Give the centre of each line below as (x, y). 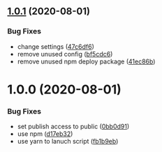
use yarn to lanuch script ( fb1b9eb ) (68, 142)
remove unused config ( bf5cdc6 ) (65, 54)
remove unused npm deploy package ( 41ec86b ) (86, 61)
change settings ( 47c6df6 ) (56, 46)
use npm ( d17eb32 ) (45, 134)
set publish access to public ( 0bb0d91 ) (73, 127)
